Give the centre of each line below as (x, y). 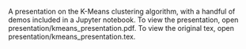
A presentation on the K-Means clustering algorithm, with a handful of (122, 11)
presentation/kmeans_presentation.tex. (72, 36)
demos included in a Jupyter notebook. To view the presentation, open (123, 20)
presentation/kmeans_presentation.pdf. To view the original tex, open (121, 28)
